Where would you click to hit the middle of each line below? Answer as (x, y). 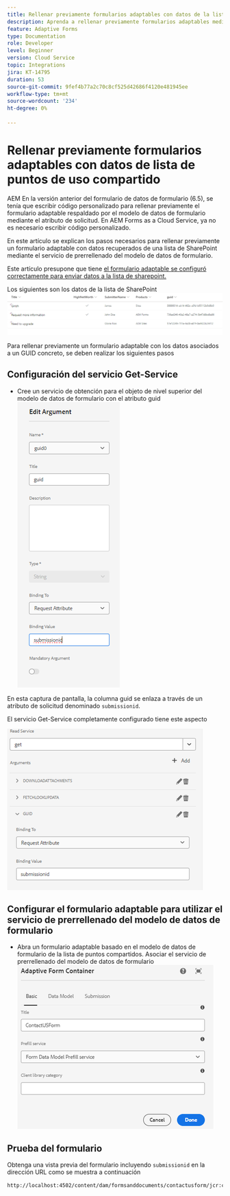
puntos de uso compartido (84, 180)
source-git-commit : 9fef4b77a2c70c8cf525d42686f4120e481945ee (98, 87)
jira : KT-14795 (29, 72)
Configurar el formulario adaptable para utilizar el (115, 909)
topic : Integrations (37, 65)
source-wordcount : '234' (42, 101)
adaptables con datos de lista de (101, 165)
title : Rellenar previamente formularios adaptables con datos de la (108, 14)
